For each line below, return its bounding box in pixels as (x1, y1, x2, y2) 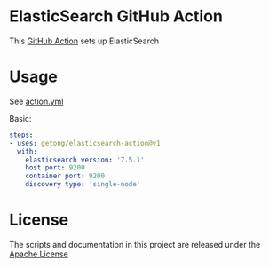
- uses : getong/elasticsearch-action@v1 (9, 138, 162, 147)
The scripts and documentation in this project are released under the (9, 239, 261, 249)
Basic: (9, 113, 32, 123)
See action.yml (9, 96, 64, 106)
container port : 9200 (25, 171, 105, 181)
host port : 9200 (25, 163, 86, 172)
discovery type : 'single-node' (25, 180, 141, 189)
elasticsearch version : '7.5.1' (25, 155, 145, 164)
